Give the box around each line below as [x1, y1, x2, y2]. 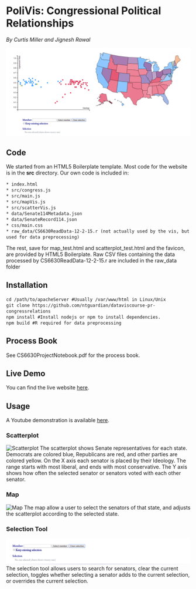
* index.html [6, 181, 38, 187]
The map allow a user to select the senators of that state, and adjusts [24, 504, 191, 511]
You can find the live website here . [6, 384, 90, 391]
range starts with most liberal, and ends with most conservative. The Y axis [6, 463, 187, 470]
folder [6, 263, 20, 270]
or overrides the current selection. [6, 577, 89, 585]
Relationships [6, 16, 74, 30]
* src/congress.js [6, 187, 51, 193]
